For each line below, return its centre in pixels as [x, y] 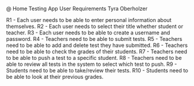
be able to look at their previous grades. [55, 77]
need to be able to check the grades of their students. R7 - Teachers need [97, 52]
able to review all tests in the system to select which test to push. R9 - [92, 64]
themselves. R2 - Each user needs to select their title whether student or [95, 26]
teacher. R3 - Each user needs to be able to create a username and [88, 33]
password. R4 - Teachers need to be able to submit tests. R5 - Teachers [94, 39]
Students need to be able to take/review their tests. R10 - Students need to [97, 70]
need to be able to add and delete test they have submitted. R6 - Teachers [97, 45]
